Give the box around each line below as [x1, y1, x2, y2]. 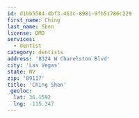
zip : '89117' [7, 74, 45, 82]
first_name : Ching [7, 17, 60, 24]
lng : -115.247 [13, 101, 54, 108]
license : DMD [7, 29, 45, 37]
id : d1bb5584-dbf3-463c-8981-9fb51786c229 [7, 10, 132, 17]
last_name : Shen [7, 23, 54, 30]
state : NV [7, 68, 36, 75]
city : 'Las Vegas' [7, 62, 60, 69]
